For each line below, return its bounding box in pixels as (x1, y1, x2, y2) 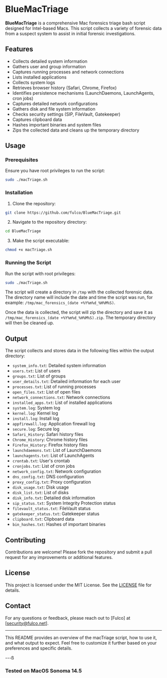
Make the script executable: (12, 238, 70, 244)
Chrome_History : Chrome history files (12, 437, 88, 443)
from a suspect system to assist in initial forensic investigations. (5, 30, 136, 36)
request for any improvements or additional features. (5, 554, 113, 560)
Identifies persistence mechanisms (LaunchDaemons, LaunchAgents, (12, 90, 155, 96)
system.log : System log (12, 405, 61, 411)
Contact (5, 602, 31, 610)
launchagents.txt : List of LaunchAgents (12, 452, 94, 459)
